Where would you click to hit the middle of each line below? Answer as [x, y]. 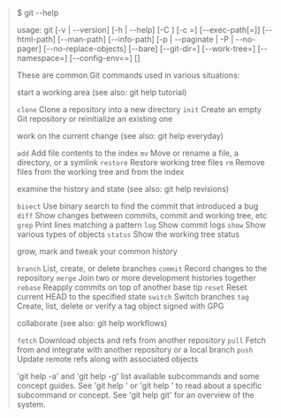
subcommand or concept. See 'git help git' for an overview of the [135, 395]
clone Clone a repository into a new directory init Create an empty [139, 109]
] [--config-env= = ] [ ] [102, 58]
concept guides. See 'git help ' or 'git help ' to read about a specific [139, 385]
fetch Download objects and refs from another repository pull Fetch [141, 340]
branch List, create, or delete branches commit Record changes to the [141, 268]
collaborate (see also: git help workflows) [92, 323]
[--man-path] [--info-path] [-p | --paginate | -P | [146, 39]
